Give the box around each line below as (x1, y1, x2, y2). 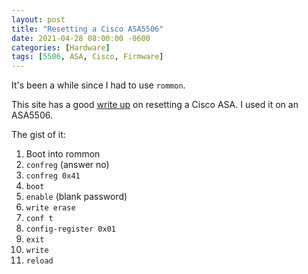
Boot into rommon (25, 148, 101, 160)
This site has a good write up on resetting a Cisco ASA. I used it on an (11, 99, 299, 111)
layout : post (11, 14, 66, 25)
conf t (25, 214, 54, 224)
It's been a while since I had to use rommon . (11, 79, 186, 91)
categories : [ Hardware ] (11, 42, 111, 53)
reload (25, 256, 54, 266)
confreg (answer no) (25, 159, 110, 171)
